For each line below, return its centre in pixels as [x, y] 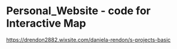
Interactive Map [46, 23]
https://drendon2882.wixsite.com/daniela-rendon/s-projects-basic [89, 40]
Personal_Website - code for [78, 11]
